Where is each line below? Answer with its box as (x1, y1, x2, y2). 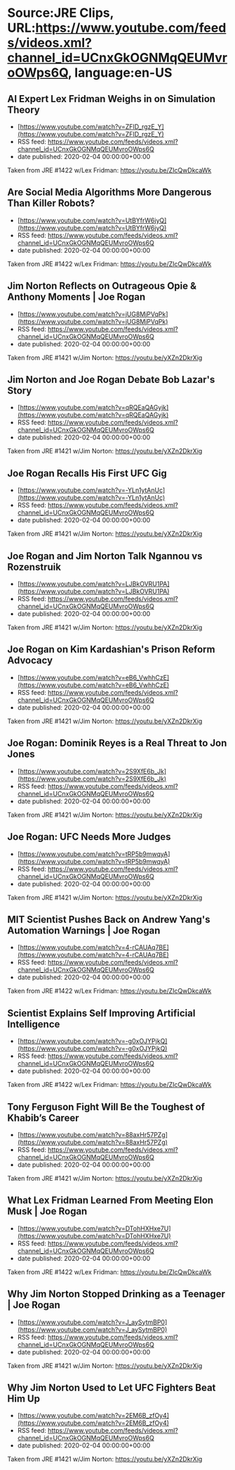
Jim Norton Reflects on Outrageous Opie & (7, 280, 197, 292)
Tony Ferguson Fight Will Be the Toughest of (7, 1100, 206, 1113)
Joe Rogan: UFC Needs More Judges (7, 831, 171, 843)
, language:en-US (67, 65, 173, 81)
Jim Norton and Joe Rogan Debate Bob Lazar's (7, 374, 215, 386)
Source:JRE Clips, (7, 5, 114, 21)
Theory (7, 103, 41, 115)
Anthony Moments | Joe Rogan (7, 291, 146, 303)
